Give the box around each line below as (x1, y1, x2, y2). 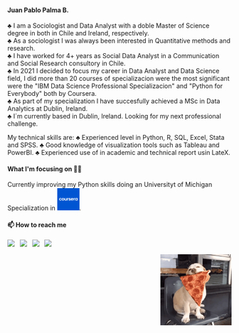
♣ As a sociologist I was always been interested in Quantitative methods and (7, 36, 231, 45)
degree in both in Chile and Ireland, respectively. (7, 29, 149, 38)
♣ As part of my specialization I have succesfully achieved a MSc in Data (7, 97, 221, 106)
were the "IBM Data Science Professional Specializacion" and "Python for (7, 82, 223, 90)
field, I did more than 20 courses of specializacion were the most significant (7, 75, 230, 83)
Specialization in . (7, 204, 82, 212)
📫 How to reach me (7, 221, 67, 229)
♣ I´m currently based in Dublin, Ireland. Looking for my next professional (7, 112, 222, 121)
